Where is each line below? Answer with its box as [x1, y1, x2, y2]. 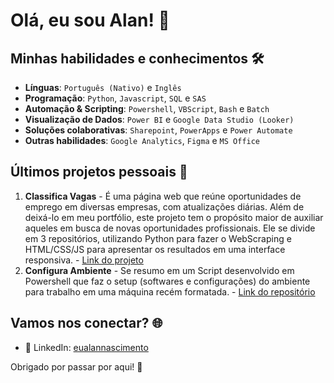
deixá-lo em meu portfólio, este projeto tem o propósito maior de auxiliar [24, 211, 324, 223]
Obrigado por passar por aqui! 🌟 [10, 360, 143, 373]
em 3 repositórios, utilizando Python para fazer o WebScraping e [24, 232, 292, 244]
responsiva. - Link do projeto [24, 254, 144, 266]
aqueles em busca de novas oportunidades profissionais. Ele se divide [24, 222, 316, 234]
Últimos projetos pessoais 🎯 [10, 164, 188, 181]
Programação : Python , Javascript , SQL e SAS [24, 92, 207, 104]
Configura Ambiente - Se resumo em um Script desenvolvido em [24, 264, 295, 276]
